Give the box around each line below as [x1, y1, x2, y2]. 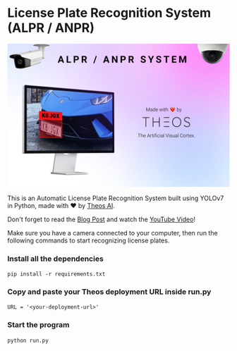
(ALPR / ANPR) [7, 20, 95, 36]
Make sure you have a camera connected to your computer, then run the [7, 228, 218, 237]
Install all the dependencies [7, 254, 104, 264]
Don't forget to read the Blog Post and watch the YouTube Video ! [7, 215, 196, 223]
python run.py [7, 337, 49, 344]
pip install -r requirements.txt [7, 271, 106, 278]
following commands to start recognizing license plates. [7, 236, 170, 245]
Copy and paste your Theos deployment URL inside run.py [7, 287, 212, 297]
